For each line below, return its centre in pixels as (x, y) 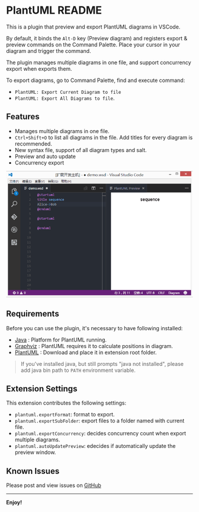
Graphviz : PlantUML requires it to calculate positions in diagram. (94, 346)
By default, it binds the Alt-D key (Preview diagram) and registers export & (97, 38)
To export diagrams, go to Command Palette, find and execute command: (96, 80)
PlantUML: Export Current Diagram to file (68, 92)
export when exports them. (39, 68)
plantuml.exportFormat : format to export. (65, 415)
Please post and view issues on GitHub (54, 485)
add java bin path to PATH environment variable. (78, 370)
